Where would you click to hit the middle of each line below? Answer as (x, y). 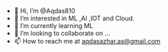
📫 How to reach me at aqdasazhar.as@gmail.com (87, 41)
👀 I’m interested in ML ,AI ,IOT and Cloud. (74, 18)
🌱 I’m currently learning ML (54, 26)
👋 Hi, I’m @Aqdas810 (45, 11)
